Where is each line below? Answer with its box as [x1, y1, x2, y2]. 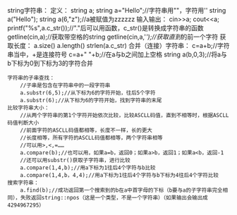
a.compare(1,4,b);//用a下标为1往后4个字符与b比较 [20, 164, 156, 171]
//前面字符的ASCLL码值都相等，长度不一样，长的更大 [20, 127, 153, 134]
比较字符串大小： [7, 104, 50, 111]
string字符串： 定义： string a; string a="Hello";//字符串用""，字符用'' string [7, 6, 226, 14]
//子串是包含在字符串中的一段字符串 [20, 82, 111, 89]
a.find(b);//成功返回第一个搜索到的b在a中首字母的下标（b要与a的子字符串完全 [20, 187, 224, 194]
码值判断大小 [7, 119, 39, 126]
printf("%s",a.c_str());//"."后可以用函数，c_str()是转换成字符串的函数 [7, 24, 204, 32]
